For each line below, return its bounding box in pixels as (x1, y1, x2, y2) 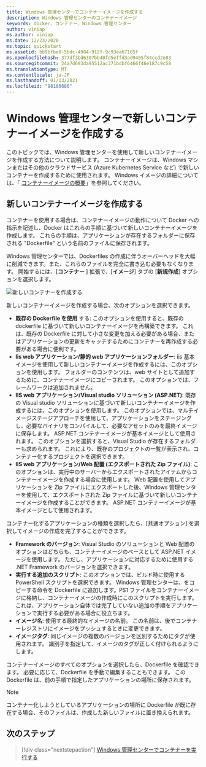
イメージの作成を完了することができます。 (22, 527, 129, 534)
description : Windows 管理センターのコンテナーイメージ (6, 15, 137, 21)
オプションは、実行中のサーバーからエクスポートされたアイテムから (20, 468, 192, 475)
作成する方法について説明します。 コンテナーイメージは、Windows (17, 156, 186, 163)
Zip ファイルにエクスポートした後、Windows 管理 (54, 483, 180, 491)
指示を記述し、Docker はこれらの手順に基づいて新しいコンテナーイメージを (6, 224, 198, 231)
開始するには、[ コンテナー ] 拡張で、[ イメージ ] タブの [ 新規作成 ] (18, 268, 181, 275)
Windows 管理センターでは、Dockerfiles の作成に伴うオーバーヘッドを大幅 (6, 252, 196, 260)
